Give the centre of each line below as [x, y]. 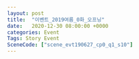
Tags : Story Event [33, 39]
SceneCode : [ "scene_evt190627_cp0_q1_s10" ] [70, 45]
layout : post [26, 13]
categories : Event [33, 32]
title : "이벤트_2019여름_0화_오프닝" [56, 20]
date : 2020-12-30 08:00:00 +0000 [58, 26]
